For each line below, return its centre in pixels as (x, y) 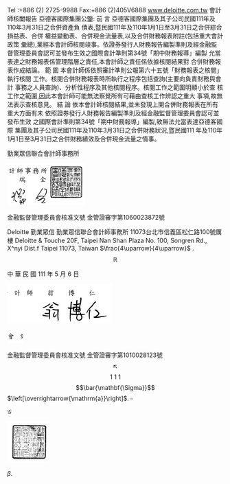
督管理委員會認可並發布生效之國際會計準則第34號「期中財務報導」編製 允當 (114, 53)
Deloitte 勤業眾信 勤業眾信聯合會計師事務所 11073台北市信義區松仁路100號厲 (115, 232)
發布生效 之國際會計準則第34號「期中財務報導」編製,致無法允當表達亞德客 (112, 122)
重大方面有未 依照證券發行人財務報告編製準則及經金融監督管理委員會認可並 (113, 113)
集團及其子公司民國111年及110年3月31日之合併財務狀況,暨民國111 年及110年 (119, 130)
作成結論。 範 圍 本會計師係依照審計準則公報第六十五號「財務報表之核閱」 (118, 70)
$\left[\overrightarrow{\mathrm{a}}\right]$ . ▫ (70, 398)
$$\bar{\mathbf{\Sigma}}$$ (115, 388)
